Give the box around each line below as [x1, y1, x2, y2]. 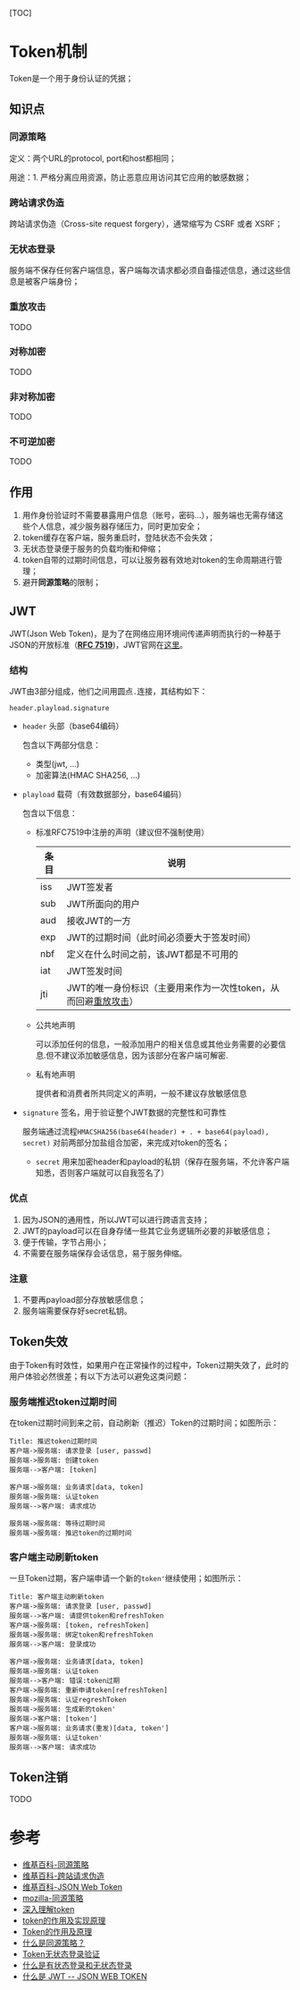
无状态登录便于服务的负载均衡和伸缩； [21, 543, 163, 554]
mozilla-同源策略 [21, 1892, 84, 1904]
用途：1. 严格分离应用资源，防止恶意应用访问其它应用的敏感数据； [9, 172, 252, 183]
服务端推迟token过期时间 [9, 1395, 118, 1407]
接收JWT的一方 [66, 914, 131, 927]
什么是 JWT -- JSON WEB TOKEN [21, 1971, 147, 1982]
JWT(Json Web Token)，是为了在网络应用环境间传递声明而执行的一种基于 [9, 628, 281, 639]
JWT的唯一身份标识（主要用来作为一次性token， [66, 982, 271, 994]
